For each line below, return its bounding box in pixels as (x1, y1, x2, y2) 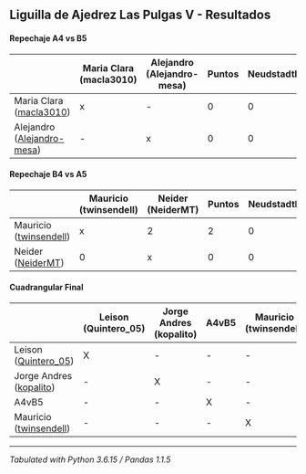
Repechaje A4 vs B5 (9, 32, 87, 44)
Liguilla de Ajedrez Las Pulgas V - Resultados (9, 7, 271, 23)
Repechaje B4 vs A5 (9, 169, 87, 180)
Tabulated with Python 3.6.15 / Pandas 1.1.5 (9, 454, 171, 465)
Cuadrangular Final (9, 282, 84, 293)
